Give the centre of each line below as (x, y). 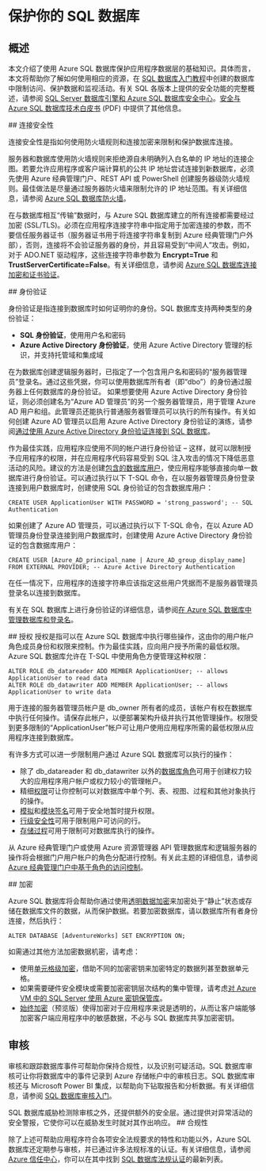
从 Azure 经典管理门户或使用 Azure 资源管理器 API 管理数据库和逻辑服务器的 (133, 848)
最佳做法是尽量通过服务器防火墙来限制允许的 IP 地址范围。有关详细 (131, 188)
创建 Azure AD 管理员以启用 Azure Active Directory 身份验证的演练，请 (130, 421)
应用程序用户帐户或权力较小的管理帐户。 (100, 781)
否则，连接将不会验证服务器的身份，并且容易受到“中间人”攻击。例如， (139, 245)
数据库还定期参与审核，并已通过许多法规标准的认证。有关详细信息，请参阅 (129, 1149)
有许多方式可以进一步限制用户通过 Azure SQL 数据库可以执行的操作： (122, 754)
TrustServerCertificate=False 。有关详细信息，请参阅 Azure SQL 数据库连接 (133, 265)
